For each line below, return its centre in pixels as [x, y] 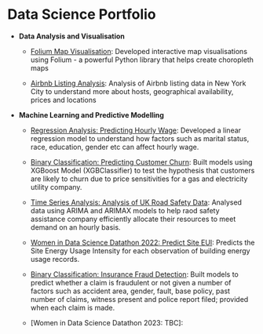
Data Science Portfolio [82, 15]
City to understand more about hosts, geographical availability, [132, 91]
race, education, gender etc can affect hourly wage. [115, 147]
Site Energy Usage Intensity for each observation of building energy [140, 250]
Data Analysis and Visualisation [71, 36]
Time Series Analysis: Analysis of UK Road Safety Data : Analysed [136, 202]
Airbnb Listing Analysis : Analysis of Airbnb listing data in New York [138, 83]
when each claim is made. [73, 307]
